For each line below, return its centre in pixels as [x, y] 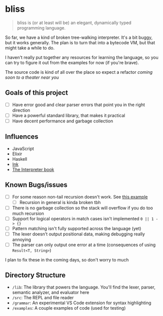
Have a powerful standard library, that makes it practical [69, 115]
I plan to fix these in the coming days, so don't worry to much [67, 260]
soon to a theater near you [32, 77]
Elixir [17, 154]
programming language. [41, 28]
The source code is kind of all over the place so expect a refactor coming [79, 72]
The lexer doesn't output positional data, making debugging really [79, 234]
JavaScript [23, 148]
